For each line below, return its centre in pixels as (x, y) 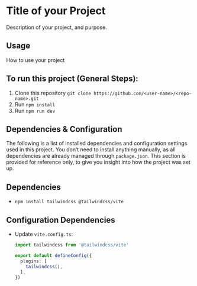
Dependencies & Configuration (64, 129)
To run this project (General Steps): (72, 79)
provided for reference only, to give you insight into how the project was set (98, 162)
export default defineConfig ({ (53, 255)
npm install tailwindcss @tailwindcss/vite (69, 202)
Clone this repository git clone (53, 93)
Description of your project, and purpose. (57, 27)
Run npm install (35, 104)
